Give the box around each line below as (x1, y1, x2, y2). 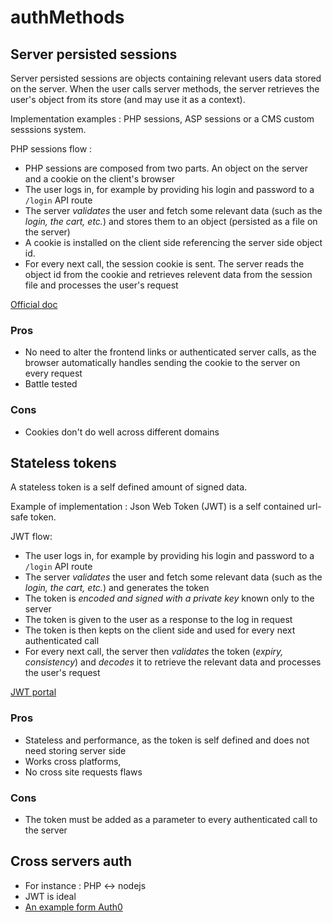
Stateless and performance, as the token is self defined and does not (24, 734, 310, 746)
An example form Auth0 (24, 901, 123, 913)
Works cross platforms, (24, 755, 122, 767)
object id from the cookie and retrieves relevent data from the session (24, 269, 313, 280)
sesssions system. (10, 124, 87, 135)
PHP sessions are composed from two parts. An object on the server (24, 162, 308, 174)
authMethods (10, 6, 125, 29)
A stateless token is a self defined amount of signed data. (10, 481, 248, 493)
